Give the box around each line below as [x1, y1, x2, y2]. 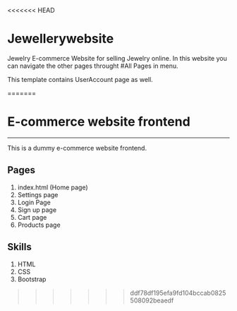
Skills [7, 241, 32, 253]
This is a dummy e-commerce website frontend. [7, 143, 147, 152]
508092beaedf [130, 296, 174, 305]
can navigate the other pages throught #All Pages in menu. [7, 61, 178, 70]
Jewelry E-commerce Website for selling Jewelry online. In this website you [7, 54, 227, 62]
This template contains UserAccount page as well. [7, 75, 153, 83]
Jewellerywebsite [7, 31, 114, 47]
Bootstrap [17, 275, 47, 283]
